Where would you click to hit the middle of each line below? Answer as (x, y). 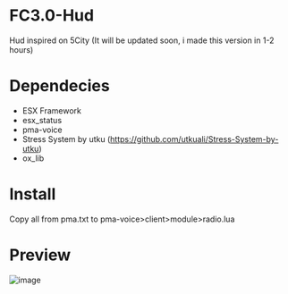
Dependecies (59, 86)
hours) (21, 49)
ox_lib (33, 158)
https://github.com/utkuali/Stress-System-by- (195, 139)
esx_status (42, 120)
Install (33, 194)
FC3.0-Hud (52, 16)
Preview (40, 255)
